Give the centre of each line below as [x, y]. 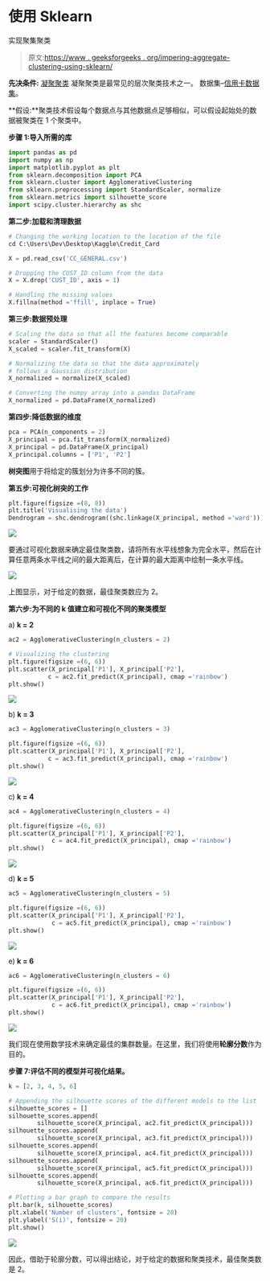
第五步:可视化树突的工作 [48, 488]
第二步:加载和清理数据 [45, 221]
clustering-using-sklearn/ [70, 66]
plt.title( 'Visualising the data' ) [68, 511]
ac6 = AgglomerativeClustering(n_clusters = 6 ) [90, 975]
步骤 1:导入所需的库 [40, 137]
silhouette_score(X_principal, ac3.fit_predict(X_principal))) [145, 1139]
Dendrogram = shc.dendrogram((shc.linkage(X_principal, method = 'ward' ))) [136, 518]
